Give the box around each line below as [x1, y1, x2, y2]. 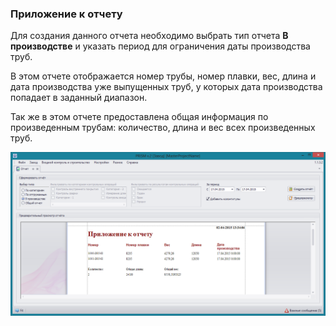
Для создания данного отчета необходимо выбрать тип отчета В [10, 30, 289, 42]
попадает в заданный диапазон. [10, 92, 148, 104]
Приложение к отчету [10, 7, 123, 21]
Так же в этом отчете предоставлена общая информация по [10, 111, 269, 123]
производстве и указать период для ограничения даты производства [10, 40, 311, 52]
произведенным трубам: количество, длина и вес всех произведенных [10, 122, 316, 134]
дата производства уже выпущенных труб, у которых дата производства [10, 81, 323, 93]
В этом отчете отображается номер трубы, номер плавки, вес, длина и [10, 70, 317, 82]
